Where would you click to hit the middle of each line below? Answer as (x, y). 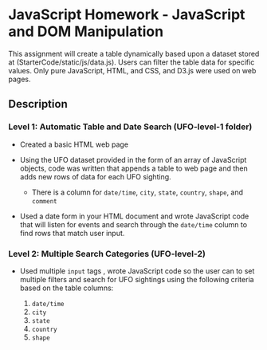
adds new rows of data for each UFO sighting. (95, 176)
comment (44, 201)
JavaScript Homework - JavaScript (127, 15)
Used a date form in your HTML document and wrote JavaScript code (134, 216)
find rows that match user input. (72, 233)
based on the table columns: (67, 288)
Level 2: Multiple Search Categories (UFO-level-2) (107, 254)
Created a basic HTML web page (74, 144)
